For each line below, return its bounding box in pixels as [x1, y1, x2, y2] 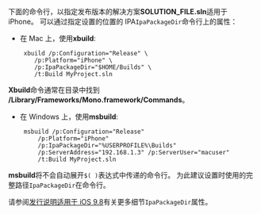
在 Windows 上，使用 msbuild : [19, 112, 119, 121]
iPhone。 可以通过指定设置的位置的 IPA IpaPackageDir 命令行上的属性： [8, 17, 238, 26]
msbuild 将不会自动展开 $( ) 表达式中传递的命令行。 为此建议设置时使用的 [8, 170, 247, 180]
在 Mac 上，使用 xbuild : [19, 34, 97, 43]
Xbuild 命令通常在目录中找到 [8, 86, 101, 94]
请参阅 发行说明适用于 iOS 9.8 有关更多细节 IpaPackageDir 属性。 [8, 197, 213, 206]
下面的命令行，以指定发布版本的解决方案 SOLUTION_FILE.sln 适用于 [8, 7, 228, 16]
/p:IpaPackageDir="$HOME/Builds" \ [34, 63, 152, 71]
